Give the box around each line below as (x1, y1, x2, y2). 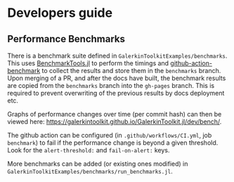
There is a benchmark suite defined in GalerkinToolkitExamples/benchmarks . (7, 51, 228, 60)
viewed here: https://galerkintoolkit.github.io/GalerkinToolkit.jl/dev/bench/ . (7, 117, 222, 126)
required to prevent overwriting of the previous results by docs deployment (7, 89, 225, 97)
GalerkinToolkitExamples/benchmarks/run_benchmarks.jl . (7, 167, 174, 175)
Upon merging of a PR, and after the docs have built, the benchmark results (7, 74, 226, 82)
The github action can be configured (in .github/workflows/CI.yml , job (7, 131, 212, 139)
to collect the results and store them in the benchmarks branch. (41, 67, 221, 74)
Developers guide (7, 5, 113, 21)
